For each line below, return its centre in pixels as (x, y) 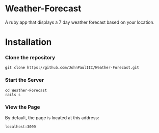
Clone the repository (30, 58)
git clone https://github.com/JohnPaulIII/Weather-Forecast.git (72, 68)
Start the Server (25, 80)
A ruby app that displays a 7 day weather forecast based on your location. (80, 22)
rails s (13, 95)
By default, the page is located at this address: (52, 118)
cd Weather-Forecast (26, 90)
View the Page (23, 107)
